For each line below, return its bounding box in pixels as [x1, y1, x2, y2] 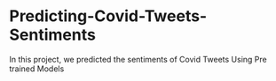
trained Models [9, 63, 65, 74]
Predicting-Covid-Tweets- [9, 6, 208, 26]
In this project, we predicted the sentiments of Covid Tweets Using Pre [9, 54, 268, 64]
